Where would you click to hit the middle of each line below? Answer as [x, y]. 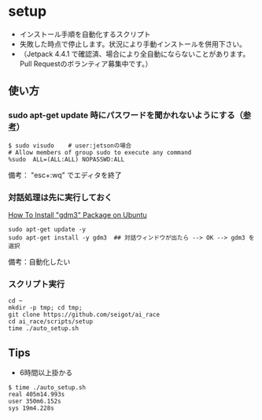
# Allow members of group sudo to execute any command [100, 152]
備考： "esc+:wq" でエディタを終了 [65, 175]
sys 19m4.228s [31, 408]
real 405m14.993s [37, 395]
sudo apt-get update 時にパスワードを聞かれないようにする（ [126, 115]
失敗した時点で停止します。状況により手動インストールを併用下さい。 [133, 44]
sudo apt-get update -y [47, 229]
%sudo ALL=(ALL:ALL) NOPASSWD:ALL [66, 159]
